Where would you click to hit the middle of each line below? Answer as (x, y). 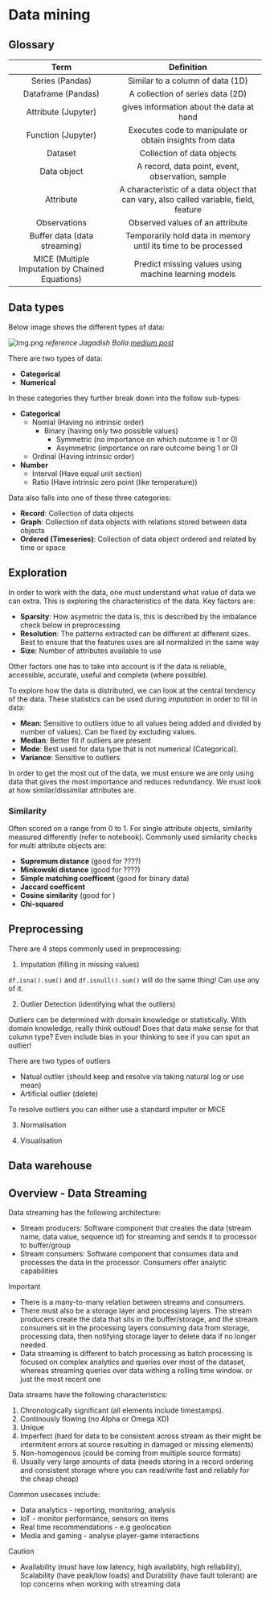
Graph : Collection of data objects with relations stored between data (133, 522)
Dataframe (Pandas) (61, 94)
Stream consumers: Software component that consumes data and (129, 1253)
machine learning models (188, 274)
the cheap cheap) (49, 1479)
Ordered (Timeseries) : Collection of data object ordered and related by (138, 539)
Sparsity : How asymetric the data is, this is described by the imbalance (138, 616)
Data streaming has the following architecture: (85, 1212)
